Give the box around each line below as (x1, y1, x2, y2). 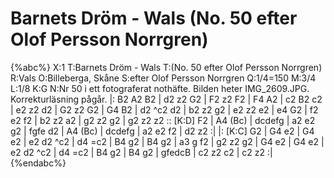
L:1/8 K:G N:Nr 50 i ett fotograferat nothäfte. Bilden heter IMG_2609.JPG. (10, 82, 310, 94)
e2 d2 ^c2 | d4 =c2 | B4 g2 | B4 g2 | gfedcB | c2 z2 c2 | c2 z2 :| (10, 146, 273, 158)
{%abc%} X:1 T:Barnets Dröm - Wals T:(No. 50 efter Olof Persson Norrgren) (10, 61, 323, 73)
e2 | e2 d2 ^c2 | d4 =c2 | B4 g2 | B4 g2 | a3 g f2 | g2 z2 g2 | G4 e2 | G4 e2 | (10, 135, 325, 147)
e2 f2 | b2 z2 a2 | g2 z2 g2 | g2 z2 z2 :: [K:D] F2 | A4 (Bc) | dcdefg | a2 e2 (10, 114, 316, 126)
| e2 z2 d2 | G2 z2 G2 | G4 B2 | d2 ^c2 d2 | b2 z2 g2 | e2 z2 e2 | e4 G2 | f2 (10, 103, 319, 116)
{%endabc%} (10, 157, 67, 169)
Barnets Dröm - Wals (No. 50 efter (10, 7, 298, 30)
